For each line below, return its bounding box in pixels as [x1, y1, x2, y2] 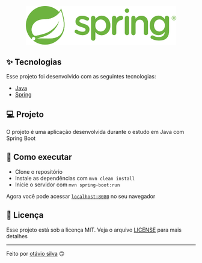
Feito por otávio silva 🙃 [6, 250, 65, 257]
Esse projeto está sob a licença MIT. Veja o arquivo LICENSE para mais [6, 226, 182, 233]
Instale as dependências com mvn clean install [14, 174, 135, 182]
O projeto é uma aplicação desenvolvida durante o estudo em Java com [6, 128, 185, 135]
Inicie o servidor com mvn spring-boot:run [14, 181, 120, 188]
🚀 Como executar [6, 152, 72, 162]
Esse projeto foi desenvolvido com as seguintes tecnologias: [6, 73, 156, 80]
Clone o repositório [14, 168, 63, 175]
